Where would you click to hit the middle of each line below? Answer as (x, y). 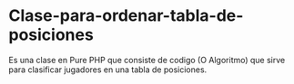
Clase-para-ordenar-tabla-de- (126, 16)
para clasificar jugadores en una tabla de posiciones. (108, 70)
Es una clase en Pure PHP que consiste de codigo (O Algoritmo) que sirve (147, 60)
